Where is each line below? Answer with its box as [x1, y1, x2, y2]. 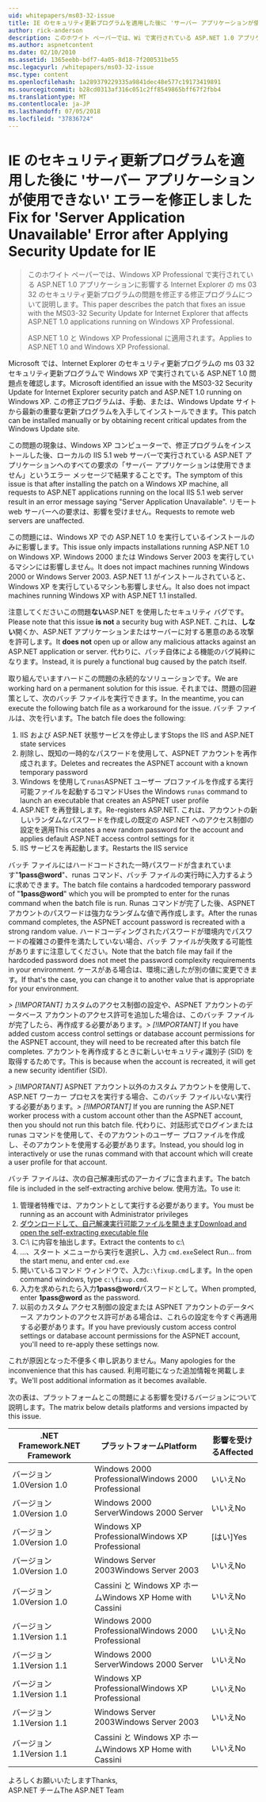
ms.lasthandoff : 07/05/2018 [8, 108, 101, 116]
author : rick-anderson [8, 26, 83, 34]
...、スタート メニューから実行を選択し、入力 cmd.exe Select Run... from [19, 1247, 252, 1257]
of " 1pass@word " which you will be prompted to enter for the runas [8, 888, 230, 898]
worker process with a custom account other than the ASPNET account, [8, 1111, 243, 1120]
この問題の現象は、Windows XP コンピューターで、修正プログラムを [8, 440, 231, 449]
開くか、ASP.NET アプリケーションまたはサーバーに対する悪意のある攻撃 [15, 626, 255, 636]
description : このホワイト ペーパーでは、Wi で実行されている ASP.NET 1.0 [8, 33, 235, 42]
